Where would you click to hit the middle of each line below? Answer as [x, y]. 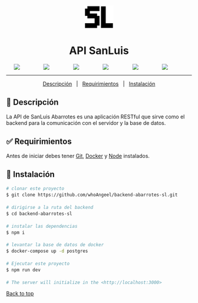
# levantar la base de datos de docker [55, 245]
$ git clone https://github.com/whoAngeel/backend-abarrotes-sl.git [92, 195]
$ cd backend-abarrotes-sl [39, 214]
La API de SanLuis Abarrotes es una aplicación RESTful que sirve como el [95, 117]
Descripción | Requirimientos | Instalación [99, 83]
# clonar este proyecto [35, 189]
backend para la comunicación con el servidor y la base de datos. [86, 123]
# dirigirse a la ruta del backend [50, 208]
